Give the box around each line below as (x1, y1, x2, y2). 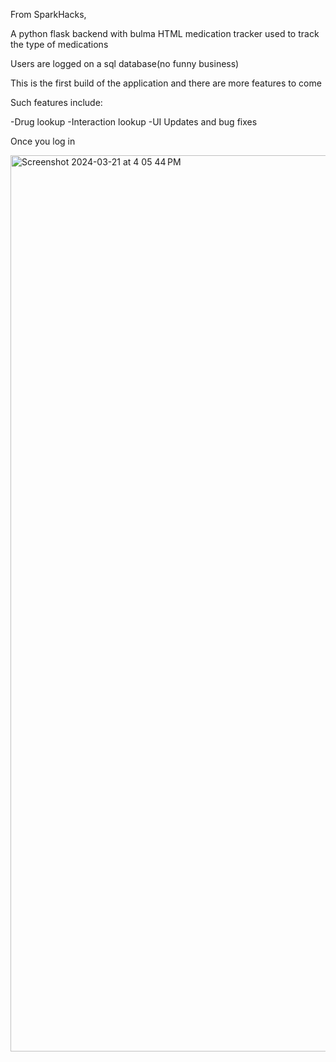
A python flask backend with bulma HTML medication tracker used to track (10, 28, 320, 39)
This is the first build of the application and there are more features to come (10, 77, 322, 89)
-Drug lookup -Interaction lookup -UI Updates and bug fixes (10, 116, 258, 128)
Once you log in (10, 135, 76, 147)
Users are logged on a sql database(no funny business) (10, 58, 240, 69)
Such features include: (10, 97, 103, 108)
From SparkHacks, (10, 9, 87, 20)
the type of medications (10, 39, 109, 50)
